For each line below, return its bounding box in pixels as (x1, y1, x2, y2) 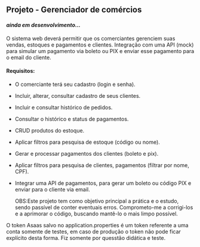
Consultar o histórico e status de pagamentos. (14, 115, 129, 122)
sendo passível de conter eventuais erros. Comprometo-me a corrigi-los (14, 203, 193, 211)
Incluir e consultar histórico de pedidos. (14, 104, 113, 111)
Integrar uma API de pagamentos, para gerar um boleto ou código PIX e (14, 179, 192, 187)
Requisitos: (6, 67, 35, 75)
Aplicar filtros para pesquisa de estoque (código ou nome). (14, 138, 160, 146)
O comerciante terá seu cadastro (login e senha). (14, 81, 136, 88)
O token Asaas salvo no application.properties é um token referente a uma (6, 221, 189, 229)
